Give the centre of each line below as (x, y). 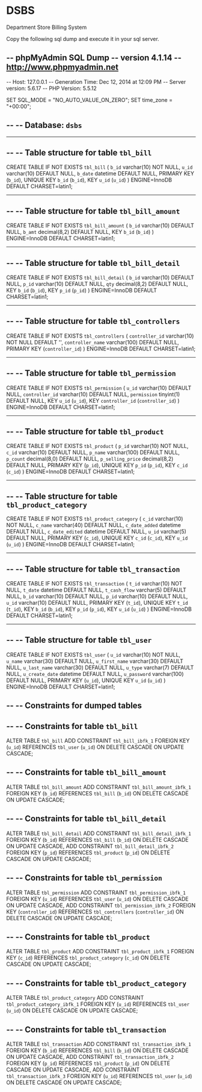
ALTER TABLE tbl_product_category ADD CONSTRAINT (75, 998)
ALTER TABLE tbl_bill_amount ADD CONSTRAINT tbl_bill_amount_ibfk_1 (99, 787)
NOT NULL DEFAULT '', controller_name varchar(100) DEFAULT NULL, (93, 342)
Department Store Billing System (47, 27)
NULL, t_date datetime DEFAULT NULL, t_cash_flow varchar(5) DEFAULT (96, 590)
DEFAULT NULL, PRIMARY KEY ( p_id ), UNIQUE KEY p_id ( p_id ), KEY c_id (97, 466)
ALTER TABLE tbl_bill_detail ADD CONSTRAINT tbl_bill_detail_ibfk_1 (99, 833)
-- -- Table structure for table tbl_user (79, 640)
